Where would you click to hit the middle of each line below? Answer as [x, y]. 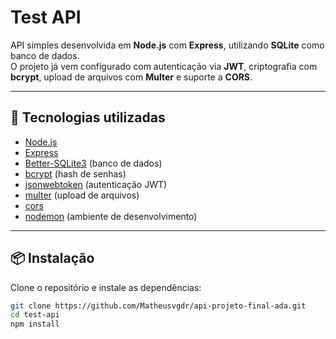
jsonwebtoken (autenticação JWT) [96, 184]
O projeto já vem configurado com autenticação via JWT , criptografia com [164, 66]
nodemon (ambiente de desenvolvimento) [111, 216]
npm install [35, 324]
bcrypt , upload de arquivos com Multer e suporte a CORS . [131, 77]
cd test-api [35, 315]
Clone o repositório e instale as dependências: [106, 287]
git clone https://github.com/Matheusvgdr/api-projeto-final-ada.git [158, 306]
